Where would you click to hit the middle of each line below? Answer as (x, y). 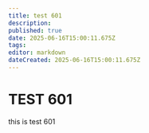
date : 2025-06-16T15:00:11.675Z (62, 38)
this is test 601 (32, 121)
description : (30, 23)
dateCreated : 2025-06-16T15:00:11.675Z (74, 61)
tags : (17, 45)
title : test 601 (35, 16)
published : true (35, 30)
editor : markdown (37, 53)
